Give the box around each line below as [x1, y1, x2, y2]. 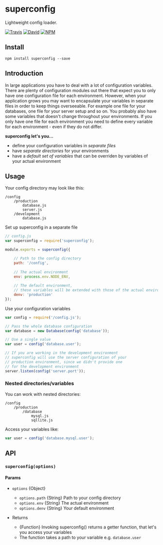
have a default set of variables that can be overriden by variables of [12, 153, 148, 159]
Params [5, 474, 21, 481]
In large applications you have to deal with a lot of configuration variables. [5, 82, 153, 88]
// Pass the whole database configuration [5, 324, 92, 329]
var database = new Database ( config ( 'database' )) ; [5, 328, 110, 333]
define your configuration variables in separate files [12, 142, 116, 148]
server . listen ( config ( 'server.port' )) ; [5, 369, 86, 373]
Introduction [5, 69, 44, 78]
